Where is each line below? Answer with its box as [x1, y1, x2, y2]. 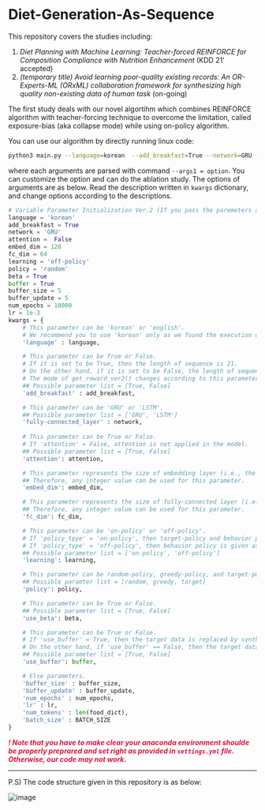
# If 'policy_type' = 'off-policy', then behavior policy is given [22, 542, 248, 549]
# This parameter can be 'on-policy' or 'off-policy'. [22, 527, 207, 534]
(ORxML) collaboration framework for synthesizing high [59, 81, 241, 90]
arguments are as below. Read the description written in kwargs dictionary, [8, 182, 248, 192]
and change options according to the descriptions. [8, 191, 173, 201]
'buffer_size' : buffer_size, [22, 679, 122, 688]
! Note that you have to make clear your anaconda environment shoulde [8, 737, 250, 747]
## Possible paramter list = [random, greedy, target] [22, 578, 207, 586]
